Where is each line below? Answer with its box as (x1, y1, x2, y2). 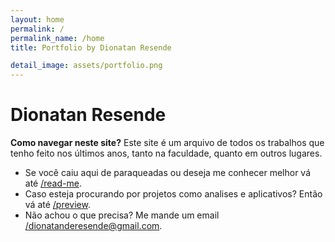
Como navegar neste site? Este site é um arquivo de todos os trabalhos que (10, 137, 325, 149)
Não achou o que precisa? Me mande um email (24, 209, 220, 221)
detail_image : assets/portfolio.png (10, 61, 163, 71)
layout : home (10, 14, 65, 25)
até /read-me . (24, 177, 82, 190)
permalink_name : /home (10, 33, 105, 43)
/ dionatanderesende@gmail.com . (24, 220, 163, 232)
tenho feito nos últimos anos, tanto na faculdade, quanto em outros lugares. (10, 147, 323, 160)
